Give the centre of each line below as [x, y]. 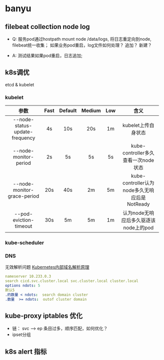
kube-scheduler [25, 243]
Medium [91, 111]
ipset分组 [21, 334]
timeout [23, 226]
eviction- [23, 220]
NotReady [138, 204]
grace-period [23, 196]
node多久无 [136, 190]
